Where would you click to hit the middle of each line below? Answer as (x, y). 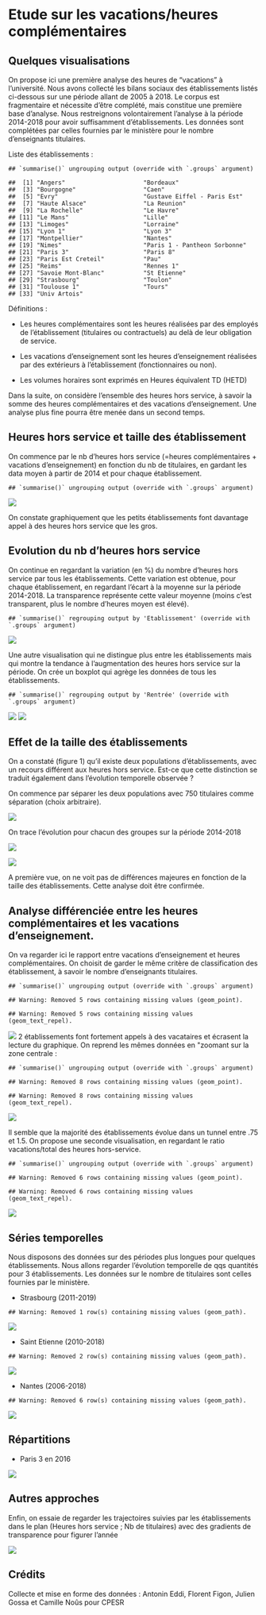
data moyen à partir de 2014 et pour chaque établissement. (105, 473)
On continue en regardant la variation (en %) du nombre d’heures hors (123, 570)
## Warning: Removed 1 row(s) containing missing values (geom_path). (127, 1312)
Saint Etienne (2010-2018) (62, 1342)
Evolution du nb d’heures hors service (104, 551)
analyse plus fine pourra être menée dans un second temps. (107, 412)
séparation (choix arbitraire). (55, 802)
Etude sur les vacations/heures (113, 15)
